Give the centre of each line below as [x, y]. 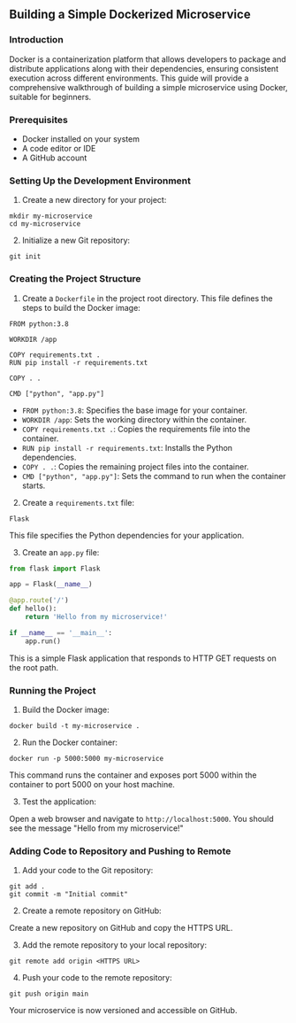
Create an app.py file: [61, 552]
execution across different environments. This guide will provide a [129, 78]
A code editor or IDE [59, 148]
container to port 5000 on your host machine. [92, 784]
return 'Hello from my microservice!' [96, 617]
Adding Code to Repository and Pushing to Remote [120, 851]
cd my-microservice [45, 224]
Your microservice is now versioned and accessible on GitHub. [123, 1011]
